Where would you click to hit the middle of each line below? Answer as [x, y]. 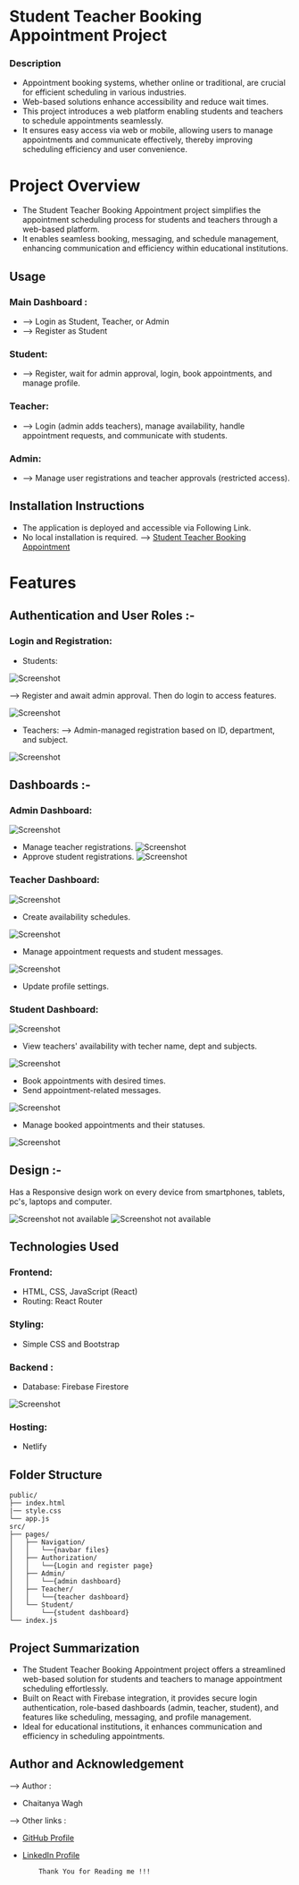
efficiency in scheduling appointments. [93, 1736]
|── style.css [36, 1511]
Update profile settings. [66, 986]
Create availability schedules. [76, 917]
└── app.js [29, 1519]
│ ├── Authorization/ [54, 1558]
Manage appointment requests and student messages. [123, 951]
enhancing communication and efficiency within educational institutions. [155, 249]
